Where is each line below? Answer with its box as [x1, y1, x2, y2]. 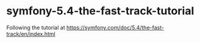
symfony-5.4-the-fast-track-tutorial [6, 4, 195, 18]
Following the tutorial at [6, 24, 65, 31]
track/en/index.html [6, 30, 56, 37]
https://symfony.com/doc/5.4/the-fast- [66, 24, 165, 31]
